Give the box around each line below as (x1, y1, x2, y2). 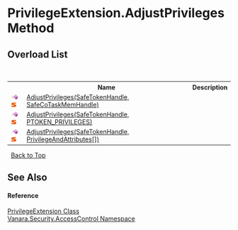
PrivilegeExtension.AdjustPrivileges (7, 5, 225, 21)
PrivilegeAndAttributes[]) (26, 135, 100, 143)
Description (192, 83, 228, 92)
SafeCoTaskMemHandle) (26, 100, 99, 109)
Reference (7, 191, 39, 199)
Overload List (7, 48, 68, 60)
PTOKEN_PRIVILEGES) (26, 118, 93, 126)
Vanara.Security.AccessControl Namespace (7, 214, 136, 223)
